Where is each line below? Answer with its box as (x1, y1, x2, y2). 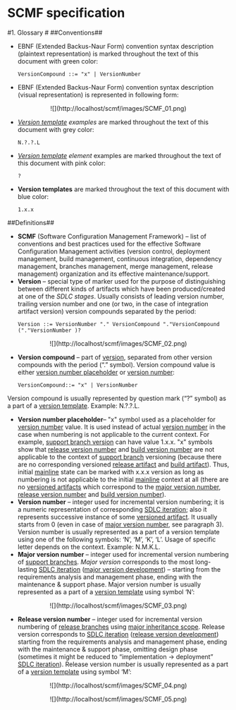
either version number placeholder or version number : (17, 368, 175, 376)
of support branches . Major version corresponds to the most (17, 558, 194, 566)
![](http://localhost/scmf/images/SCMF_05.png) (49, 694, 187, 703)
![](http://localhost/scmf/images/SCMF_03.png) (49, 601, 187, 610)
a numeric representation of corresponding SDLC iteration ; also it (17, 505, 207, 513)
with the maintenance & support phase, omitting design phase (17, 644, 198, 654)
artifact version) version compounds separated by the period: (17, 307, 197, 315)
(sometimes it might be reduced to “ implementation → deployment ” (17, 652, 213, 661)
